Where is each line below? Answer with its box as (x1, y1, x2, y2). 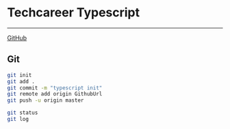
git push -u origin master (7, 97, 84, 104)
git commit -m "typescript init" (7, 84, 103, 91)
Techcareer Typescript (7, 5, 140, 20)
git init (7, 72, 32, 78)
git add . (7, 78, 36, 85)
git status (7, 109, 38, 117)
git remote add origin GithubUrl (7, 91, 103, 98)
